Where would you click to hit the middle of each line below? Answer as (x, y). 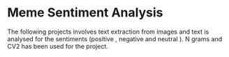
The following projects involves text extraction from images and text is (108, 32)
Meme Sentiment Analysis (85, 13)
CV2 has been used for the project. (58, 46)
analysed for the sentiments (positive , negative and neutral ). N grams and (114, 38)
